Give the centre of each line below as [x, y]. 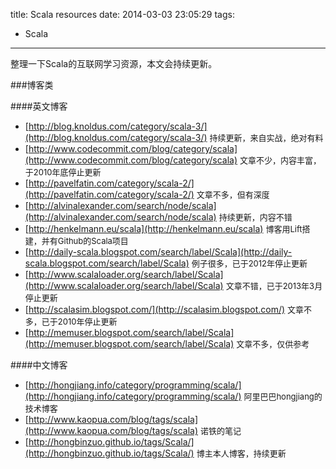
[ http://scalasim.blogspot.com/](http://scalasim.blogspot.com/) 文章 [164, 309]
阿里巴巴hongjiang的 [283, 396]
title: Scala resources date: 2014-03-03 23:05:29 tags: [122, 14]
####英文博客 [39, 106]
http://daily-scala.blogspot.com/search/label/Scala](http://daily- [160, 252]
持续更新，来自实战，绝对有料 [266, 137]
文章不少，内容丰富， [280, 160]
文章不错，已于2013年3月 [274, 285]
